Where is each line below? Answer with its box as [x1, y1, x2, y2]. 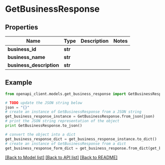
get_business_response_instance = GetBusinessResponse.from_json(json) [5, 114, 155, 119]
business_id [7, 46, 37, 53]
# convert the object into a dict [5, 132, 76, 137]
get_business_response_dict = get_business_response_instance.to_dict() [5, 137, 157, 141]
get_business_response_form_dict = [5, 146, 78, 151]
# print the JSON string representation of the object [5, 119, 120, 124]
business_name [7, 54, 46, 60]
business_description [7, 62, 59, 68]
